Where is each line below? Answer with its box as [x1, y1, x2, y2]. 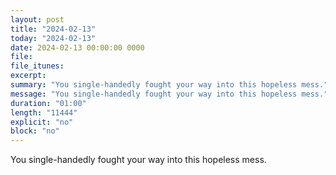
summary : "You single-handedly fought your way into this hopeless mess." [10, 80, 329, 90]
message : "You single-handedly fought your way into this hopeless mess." [10, 89, 329, 99]
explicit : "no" [10, 117, 74, 127]
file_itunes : [10, 61, 65, 71]
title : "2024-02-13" [10, 24, 97, 34]
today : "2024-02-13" [10, 33, 97, 43]
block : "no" [10, 126, 60, 136]
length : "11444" [10, 107, 78, 118]
